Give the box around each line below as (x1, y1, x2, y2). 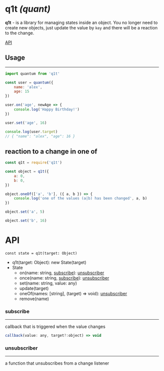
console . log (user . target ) (5, 129, 58, 134)
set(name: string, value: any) (19, 280, 77, 286)
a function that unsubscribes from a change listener (5, 360, 109, 366)
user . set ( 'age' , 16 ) (5, 120, 47, 125)
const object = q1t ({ (5, 169, 49, 174)
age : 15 (14, 89, 29, 94)
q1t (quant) (5, 3, 51, 15)
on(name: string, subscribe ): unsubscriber (19, 270, 104, 276)
